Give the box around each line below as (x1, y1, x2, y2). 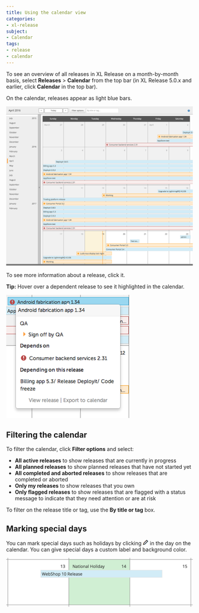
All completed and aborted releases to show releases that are (14, 469, 168, 477)
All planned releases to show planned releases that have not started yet (14, 463, 191, 471)
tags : (6, 41, 20, 47)
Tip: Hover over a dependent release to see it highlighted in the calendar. (6, 283, 185, 290)
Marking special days (6, 523, 87, 533)
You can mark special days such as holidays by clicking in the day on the (6, 540, 191, 547)
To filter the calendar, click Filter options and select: (6, 446, 134, 453)
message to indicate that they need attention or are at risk (14, 495, 156, 502)
